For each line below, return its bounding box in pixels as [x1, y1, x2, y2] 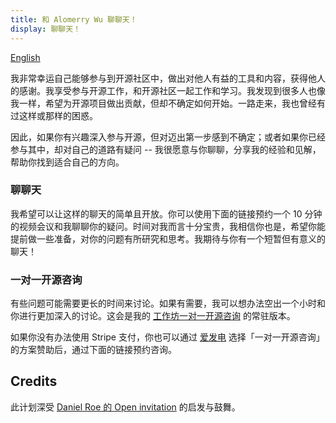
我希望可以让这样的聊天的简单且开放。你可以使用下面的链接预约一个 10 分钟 [10, 207, 323, 220]
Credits [10, 373, 58, 390]
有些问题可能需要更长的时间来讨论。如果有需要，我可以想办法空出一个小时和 [10, 297, 326, 310]
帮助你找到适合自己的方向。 [10, 156, 125, 168]
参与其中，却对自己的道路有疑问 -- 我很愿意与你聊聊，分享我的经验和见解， [10, 143, 322, 155]
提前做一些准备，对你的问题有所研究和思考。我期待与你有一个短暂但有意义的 [10, 232, 326, 245]
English [10, 51, 41, 63]
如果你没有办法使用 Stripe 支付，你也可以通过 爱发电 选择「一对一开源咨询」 [10, 331, 325, 343]
